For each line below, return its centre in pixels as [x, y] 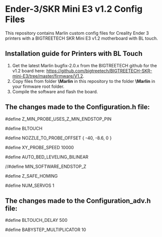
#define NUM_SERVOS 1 [30, 185]
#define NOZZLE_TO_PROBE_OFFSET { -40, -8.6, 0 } [58, 138]
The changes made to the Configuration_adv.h [78, 200]
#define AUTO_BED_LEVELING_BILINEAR [47, 157]
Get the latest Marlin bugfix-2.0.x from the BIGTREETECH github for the [84, 65]
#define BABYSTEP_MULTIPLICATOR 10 [46, 230]
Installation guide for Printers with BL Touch [74, 54]
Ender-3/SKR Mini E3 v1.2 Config [74, 9]
